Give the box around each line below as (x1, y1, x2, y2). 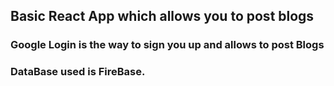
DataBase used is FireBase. (10, 65, 146, 79)
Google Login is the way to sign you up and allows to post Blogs (10, 38, 325, 52)
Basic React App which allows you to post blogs (10, 8, 315, 25)
